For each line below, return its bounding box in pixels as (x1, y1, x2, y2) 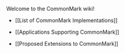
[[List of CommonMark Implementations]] (14, 17, 118, 23)
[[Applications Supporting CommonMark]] (14, 28, 120, 36)
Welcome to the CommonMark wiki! (6, 5, 95, 12)
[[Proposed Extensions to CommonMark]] (14, 40, 118, 47)
